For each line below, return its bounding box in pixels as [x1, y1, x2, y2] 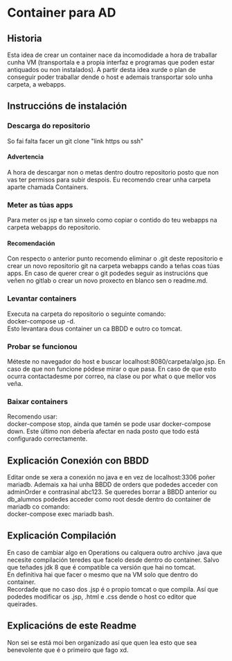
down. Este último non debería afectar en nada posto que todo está [7, 428, 199, 436]
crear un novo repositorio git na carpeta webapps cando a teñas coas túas [7, 262, 220, 270]
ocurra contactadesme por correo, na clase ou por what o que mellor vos [7, 372, 217, 380]
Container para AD [7, 5, 116, 21]
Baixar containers [7, 396, 68, 406]
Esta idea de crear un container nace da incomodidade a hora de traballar [7, 51, 217, 59]
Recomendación [7, 239, 55, 247]
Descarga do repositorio [7, 121, 91, 131]
